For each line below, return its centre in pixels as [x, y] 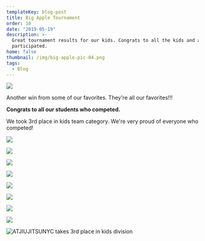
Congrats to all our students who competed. [63, 109]
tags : [13, 63]
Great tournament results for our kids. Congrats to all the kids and [103, 40]
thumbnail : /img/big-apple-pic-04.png [56, 57]
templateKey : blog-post [37, 12]
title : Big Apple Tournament [43, 18]
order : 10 [19, 23]
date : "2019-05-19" [31, 29]
